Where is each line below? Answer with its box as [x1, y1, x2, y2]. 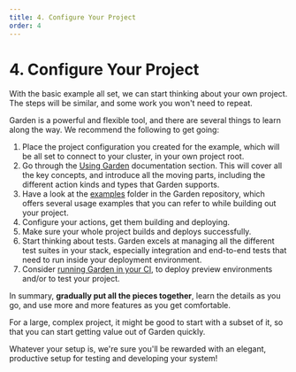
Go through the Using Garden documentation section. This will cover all [21, 160, 283, 171]
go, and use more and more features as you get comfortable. [9, 300, 231, 311]
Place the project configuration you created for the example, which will [21, 142, 280, 152]
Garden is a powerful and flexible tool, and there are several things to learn [9, 115, 281, 126]
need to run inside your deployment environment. [21, 254, 202, 266]
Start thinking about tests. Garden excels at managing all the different [21, 236, 275, 246]
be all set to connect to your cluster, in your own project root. [21, 151, 245, 162]
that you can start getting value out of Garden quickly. [9, 327, 206, 337]
